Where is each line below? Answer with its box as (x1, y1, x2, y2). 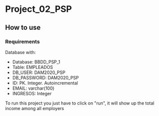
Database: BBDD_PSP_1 (12, 58, 61, 65)
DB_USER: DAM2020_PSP (12, 69, 66, 75)
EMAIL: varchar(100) (12, 85, 55, 91)
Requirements (5, 38, 40, 45)
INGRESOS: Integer (12, 90, 52, 96)
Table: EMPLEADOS (12, 64, 53, 70)
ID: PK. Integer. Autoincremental (12, 80, 78, 86)
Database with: (5, 49, 36, 55)
